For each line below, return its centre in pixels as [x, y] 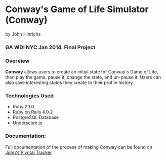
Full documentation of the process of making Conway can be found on [79, 147]
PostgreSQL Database [36, 117]
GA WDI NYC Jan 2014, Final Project [50, 47]
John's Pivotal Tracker [29, 152]
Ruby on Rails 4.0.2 [33, 112]
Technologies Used [30, 96]
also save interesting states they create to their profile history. [70, 83]
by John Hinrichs [23, 34]
